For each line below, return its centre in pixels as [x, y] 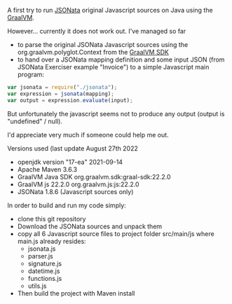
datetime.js [44, 271]
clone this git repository [52, 219]
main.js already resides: [52, 241]
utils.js [37, 286]
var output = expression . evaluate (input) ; [70, 100]
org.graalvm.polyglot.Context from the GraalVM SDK [93, 52]
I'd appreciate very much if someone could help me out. [88, 134]
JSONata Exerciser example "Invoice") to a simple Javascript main [113, 67]
